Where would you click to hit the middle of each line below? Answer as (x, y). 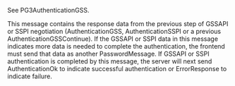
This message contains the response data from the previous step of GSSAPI (118, 24)
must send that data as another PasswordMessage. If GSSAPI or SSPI (108, 54)
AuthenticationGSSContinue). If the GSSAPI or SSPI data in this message (113, 39)
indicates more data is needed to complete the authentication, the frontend (116, 46)
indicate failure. (30, 76)
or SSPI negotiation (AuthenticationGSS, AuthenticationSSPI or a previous (114, 31)
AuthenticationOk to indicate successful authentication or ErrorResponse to (117, 69)
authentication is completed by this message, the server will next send (110, 61)
